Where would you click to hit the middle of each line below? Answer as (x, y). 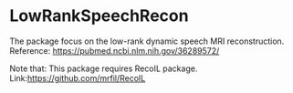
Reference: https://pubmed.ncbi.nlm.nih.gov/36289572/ (115, 50)
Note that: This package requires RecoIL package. (104, 68)
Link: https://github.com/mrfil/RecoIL (78, 77)
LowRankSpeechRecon (99, 16)
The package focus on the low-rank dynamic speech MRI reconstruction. (147, 41)
